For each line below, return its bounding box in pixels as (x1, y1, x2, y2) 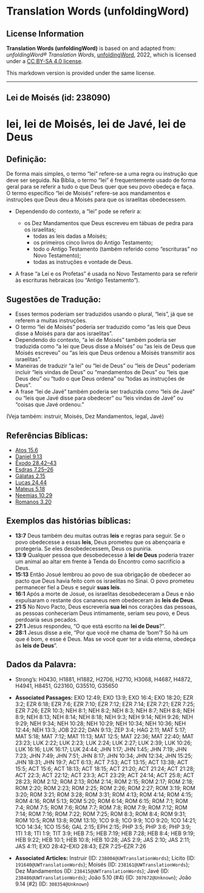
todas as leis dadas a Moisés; (33, 232, 107, 240)
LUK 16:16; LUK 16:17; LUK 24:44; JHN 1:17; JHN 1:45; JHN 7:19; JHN (15, 745, 187, 752)
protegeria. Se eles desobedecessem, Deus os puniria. (15, 544, 153, 552)
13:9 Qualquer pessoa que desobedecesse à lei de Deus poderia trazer (15, 551, 194, 558)
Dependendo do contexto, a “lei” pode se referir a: (15, 208, 141, 215)
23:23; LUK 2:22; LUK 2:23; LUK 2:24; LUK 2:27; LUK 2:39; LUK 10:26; (15, 739, 192, 746)
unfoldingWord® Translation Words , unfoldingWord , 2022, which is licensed (6, 51, 196, 58)
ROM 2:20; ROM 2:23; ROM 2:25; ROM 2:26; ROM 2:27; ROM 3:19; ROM (15, 784, 195, 791)
